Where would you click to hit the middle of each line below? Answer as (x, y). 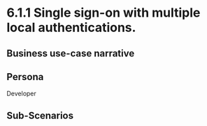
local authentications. (71, 27)
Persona (25, 77)
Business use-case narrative (71, 53)
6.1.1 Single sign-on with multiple (103, 13)
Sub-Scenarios (40, 115)
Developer (21, 94)
